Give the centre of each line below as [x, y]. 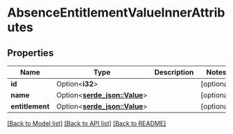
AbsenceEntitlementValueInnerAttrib [116, 13]
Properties [31, 53]
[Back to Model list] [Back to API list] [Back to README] [87, 123]
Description [174, 72]
